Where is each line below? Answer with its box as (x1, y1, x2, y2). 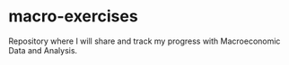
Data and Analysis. (8, 45, 78, 55)
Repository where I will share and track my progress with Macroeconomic (8, 36, 281, 46)
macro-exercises (8, 6, 138, 27)
